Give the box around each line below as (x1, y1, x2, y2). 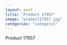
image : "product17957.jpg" (5, 16, 62, 21)
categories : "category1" (5, 21, 58, 26)
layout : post (5, 7, 33, 12)
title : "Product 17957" (5, 12, 56, 17)
